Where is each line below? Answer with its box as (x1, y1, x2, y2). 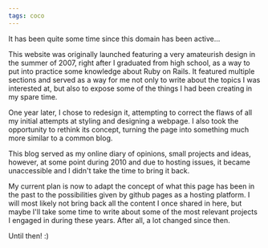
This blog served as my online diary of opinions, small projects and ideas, (8, 148, 251, 158)
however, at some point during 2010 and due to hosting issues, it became (8, 157, 250, 167)
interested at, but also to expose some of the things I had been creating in (8, 83, 253, 93)
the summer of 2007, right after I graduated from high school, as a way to (8, 58, 250, 67)
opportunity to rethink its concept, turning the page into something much (8, 124, 250, 134)
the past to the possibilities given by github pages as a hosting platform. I (8, 189, 250, 199)
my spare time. (8, 91, 58, 101)
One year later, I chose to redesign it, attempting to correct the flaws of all (8, 108, 253, 117)
